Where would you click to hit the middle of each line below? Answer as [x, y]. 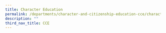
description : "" [22, 18]
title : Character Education [34, 9]
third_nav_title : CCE [27, 23]
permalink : [16, 14]
